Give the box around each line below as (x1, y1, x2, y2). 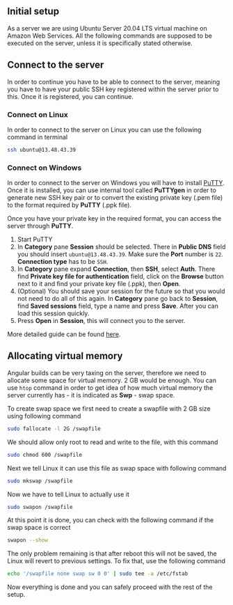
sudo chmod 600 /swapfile (7, 451, 82, 458)
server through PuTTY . (7, 222, 74, 230)
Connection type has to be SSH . (17, 258, 109, 266)
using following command (7, 411, 81, 420)
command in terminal (7, 132, 68, 141)
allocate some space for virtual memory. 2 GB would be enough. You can (7, 376, 217, 384)
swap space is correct (7, 524, 71, 532)
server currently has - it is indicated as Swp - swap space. (7, 391, 175, 399)
